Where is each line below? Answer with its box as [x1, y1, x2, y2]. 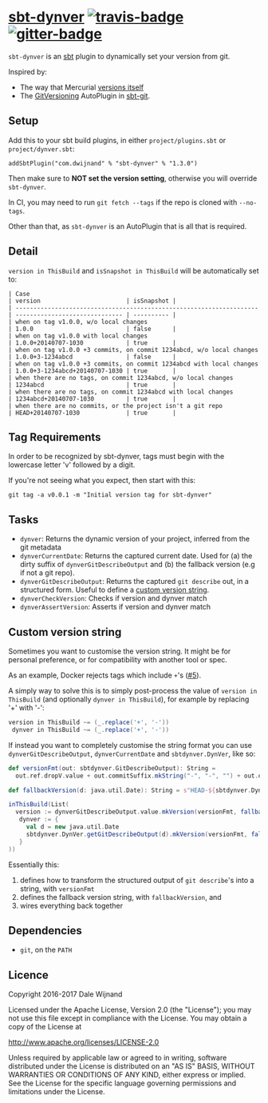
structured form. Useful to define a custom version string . [19, 585, 210, 595]
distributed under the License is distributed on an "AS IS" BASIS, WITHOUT [8, 1061, 255, 1071]
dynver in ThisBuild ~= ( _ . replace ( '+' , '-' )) [11, 725, 170, 733]
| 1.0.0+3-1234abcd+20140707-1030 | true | [8, 366, 177, 375]
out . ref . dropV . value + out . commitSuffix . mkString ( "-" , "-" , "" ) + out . [15, 772, 259, 780]
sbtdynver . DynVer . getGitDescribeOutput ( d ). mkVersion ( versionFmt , [26, 830, 248, 838]
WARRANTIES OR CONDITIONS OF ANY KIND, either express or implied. [8, 1070, 246, 1080]
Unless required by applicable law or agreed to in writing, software [8, 1053, 227, 1063]
